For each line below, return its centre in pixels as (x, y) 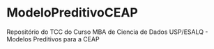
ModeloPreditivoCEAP (72, 13)
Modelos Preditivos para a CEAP (53, 39)
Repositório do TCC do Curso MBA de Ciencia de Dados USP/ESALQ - (107, 32)
